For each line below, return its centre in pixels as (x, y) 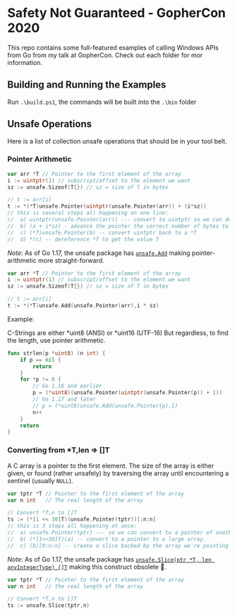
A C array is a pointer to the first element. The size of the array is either (111, 466)
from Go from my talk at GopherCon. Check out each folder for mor (105, 55)
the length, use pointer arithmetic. (56, 340)
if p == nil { (41, 360)
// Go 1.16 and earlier (67, 386)
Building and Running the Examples (87, 85)
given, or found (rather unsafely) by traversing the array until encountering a (118, 473)
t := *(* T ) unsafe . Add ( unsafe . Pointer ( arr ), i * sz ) (83, 306)
